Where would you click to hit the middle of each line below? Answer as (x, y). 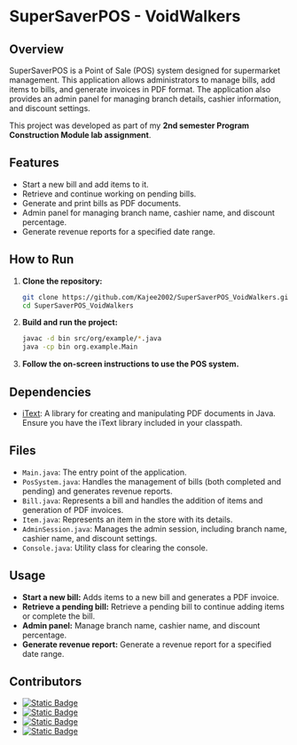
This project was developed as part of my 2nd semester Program (129, 125)
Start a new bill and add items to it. (85, 184)
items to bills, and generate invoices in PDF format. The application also (140, 89)
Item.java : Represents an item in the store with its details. (127, 519)
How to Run (42, 260)
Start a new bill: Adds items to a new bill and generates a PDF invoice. (150, 597)
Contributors (46, 681)
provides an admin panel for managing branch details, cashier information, (145, 99)
